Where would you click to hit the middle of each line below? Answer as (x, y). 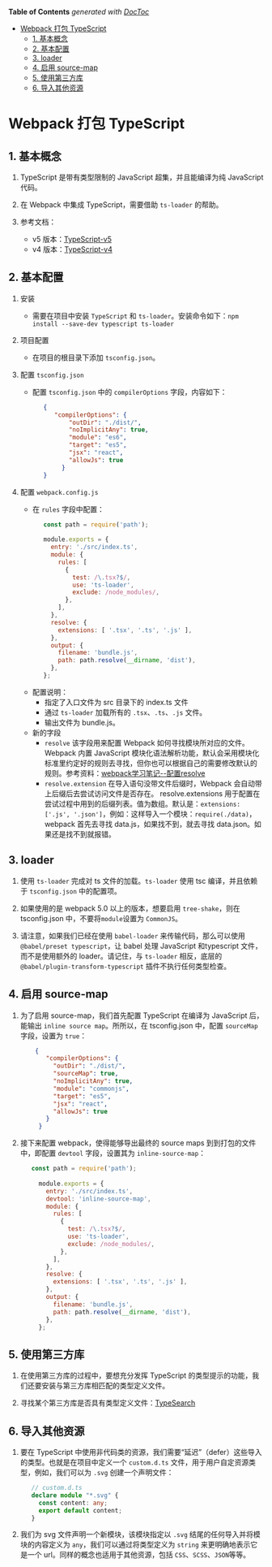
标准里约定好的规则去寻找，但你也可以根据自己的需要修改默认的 (151, 763)
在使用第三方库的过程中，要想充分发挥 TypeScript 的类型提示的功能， (136, 1375)
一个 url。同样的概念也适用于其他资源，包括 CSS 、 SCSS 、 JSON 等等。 (139, 1555)
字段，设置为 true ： (53, 1036)
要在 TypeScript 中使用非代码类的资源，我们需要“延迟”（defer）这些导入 (141, 1452)
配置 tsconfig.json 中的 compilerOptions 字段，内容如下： (130, 392)
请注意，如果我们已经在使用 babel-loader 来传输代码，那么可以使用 (132, 935)
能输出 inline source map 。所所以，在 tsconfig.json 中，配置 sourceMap (139, 1025)
